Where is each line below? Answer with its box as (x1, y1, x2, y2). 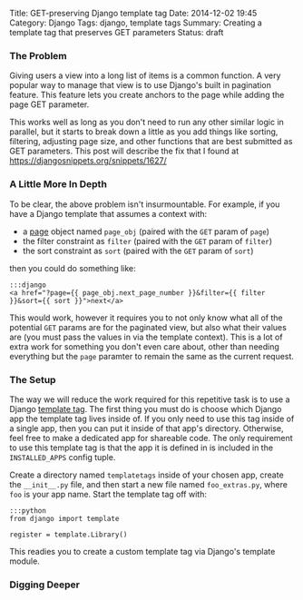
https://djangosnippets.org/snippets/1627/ (9, 155, 168, 166)
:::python (9, 506, 47, 516)
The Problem (9, 49, 68, 62)
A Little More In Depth (9, 178, 107, 191)
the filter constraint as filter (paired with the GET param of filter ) (22, 235, 273, 246)
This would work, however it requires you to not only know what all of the (9, 312, 283, 323)
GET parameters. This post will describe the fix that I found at (9, 145, 239, 157)
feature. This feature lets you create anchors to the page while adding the (9, 90, 285, 101)
